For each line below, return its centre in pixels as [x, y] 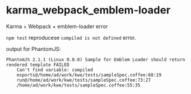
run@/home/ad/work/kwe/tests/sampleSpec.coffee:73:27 [84, 80]
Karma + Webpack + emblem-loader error [57, 26]
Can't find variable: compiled [55, 70]
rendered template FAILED [38, 65]
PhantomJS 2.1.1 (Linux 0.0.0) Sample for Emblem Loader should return [95, 60]
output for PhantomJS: [33, 49]
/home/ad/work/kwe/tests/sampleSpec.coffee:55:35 [79, 85]
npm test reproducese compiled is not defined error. [71, 37]
